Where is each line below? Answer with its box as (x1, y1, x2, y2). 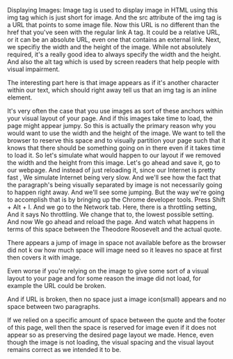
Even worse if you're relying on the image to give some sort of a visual (7, 267, 209, 275)
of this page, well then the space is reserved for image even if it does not (7, 324, 217, 331)
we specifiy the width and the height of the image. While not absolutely (7, 43, 211, 51)
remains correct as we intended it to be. (7, 346, 122, 353)
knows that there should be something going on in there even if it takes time (7, 144, 225, 152)
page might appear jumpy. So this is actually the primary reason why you (7, 122, 216, 129)
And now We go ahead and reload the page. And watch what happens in (7, 218, 215, 225)
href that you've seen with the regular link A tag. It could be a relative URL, (7, 28, 220, 36)
